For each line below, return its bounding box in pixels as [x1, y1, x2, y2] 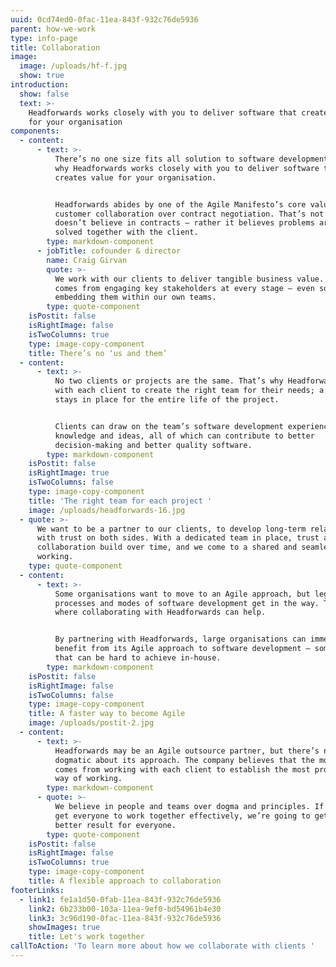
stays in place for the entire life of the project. [54, 395, 280, 405]
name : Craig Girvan [46, 255, 128, 265]
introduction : [10, 80, 70, 90]
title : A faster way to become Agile [28, 709, 186, 719]
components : [10, 126, 60, 136]
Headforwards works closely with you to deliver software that [28, 107, 298, 118]
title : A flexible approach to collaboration [28, 876, 222, 886]
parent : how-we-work [10, 24, 97, 34]
